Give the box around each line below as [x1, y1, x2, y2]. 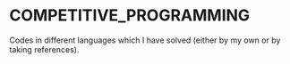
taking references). [9, 44, 80, 54]
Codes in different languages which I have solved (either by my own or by [9, 35, 281, 45]
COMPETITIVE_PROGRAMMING [9, 5, 251, 26]
